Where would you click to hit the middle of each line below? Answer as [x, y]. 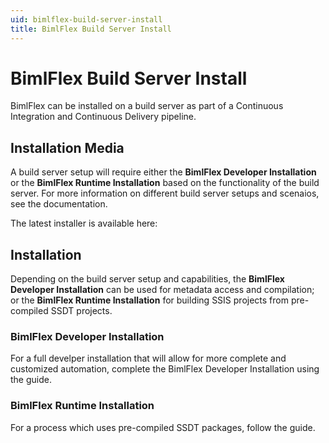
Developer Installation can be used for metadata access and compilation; [162, 290]
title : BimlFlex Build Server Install [91, 29]
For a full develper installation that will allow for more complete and [148, 358]
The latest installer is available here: [84, 223]
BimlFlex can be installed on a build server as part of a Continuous [147, 106]
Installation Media [67, 147]
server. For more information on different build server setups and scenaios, [165, 193]
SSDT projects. [81, 311]
